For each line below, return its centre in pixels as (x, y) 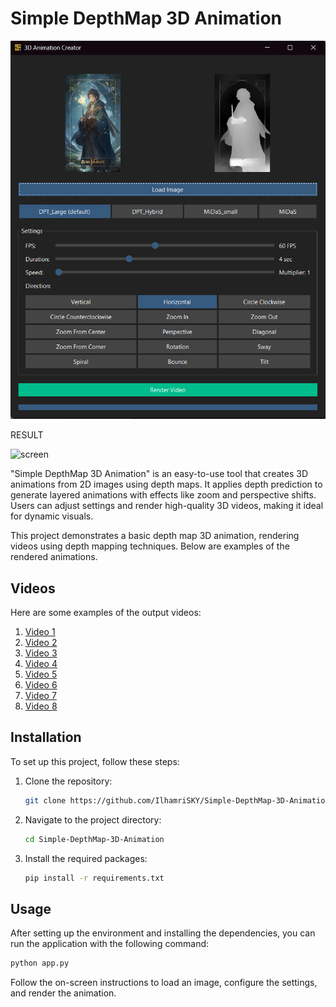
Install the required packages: (86, 858)
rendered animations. (54, 557)
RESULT (27, 435)
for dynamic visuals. (52, 516)
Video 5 (41, 674)
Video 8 (41, 706)
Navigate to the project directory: (93, 819)
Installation (46, 737)
